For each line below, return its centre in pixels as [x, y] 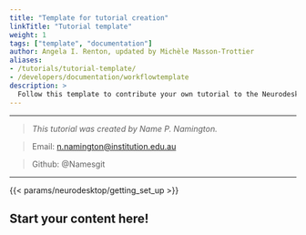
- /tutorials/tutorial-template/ [73, 69]
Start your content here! [79, 218]
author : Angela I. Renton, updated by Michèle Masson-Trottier [132, 52]
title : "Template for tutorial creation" [89, 18]
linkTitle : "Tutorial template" [71, 26]
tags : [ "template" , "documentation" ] [81, 43]
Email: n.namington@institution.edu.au [104, 146]
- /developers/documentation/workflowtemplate [99, 77]
